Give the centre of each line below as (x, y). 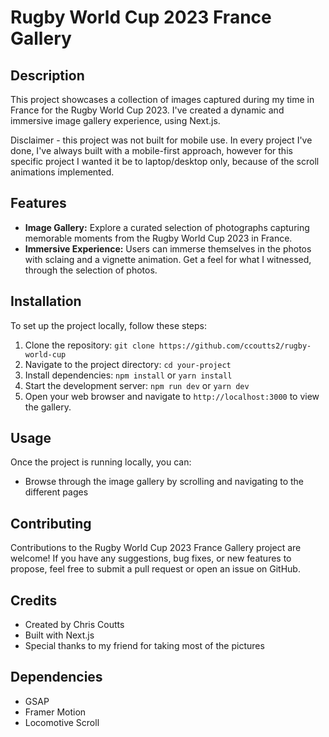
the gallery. (48, 407)
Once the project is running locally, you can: (101, 462)
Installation (46, 301)
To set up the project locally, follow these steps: (109, 325)
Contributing (51, 523)
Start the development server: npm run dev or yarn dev (137, 385)
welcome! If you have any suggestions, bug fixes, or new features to (151, 558)
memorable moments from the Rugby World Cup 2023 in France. (158, 238)
